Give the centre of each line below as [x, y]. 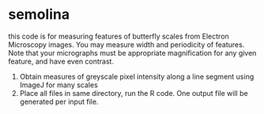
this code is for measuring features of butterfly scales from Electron [119, 36]
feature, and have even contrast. [61, 61]
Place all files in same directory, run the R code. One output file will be [134, 93]
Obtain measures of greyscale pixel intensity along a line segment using [137, 76]
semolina [39, 15]
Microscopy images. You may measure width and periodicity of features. [126, 44]
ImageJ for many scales [59, 85]
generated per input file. [59, 101]
